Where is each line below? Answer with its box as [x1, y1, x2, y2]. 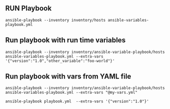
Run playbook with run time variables [5, 36, 126, 45]
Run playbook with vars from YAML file [5, 72, 131, 81]
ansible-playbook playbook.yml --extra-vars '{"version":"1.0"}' [5, 99, 149, 104]
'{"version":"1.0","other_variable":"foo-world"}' [5, 58, 115, 63]
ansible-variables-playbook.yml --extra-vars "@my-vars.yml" [5, 90, 138, 95]
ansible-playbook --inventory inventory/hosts [5, 17, 106, 22]
